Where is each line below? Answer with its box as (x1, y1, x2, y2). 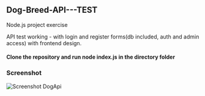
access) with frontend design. (6, 39, 82, 46)
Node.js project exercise (6, 21, 68, 28)
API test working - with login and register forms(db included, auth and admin (6, 33, 199, 40)
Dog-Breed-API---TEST (6, 5, 98, 15)
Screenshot (6, 68, 42, 77)
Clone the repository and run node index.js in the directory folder (6, 53, 176, 61)
